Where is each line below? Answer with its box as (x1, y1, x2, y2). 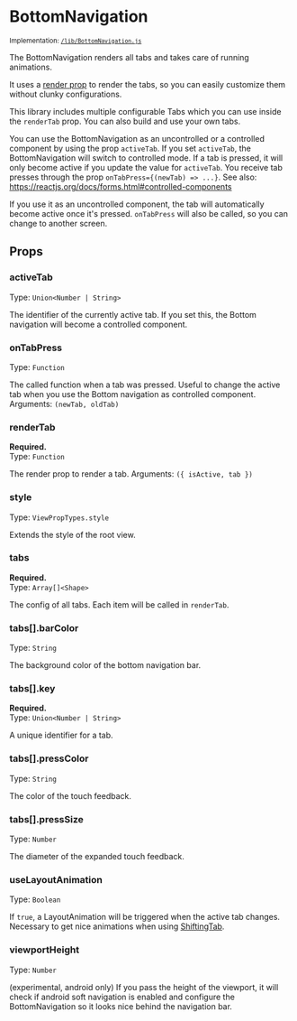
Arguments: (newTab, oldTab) (9, 398, 120, 409)
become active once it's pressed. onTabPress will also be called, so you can (9, 208, 288, 218)
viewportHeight (9, 943, 79, 956)
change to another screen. (9, 218, 108, 228)
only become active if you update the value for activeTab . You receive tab (9, 162, 283, 172)
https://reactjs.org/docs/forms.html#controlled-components (9, 181, 232, 191)
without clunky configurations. (9, 88, 122, 99)
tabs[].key (9, 682, 56, 695)
